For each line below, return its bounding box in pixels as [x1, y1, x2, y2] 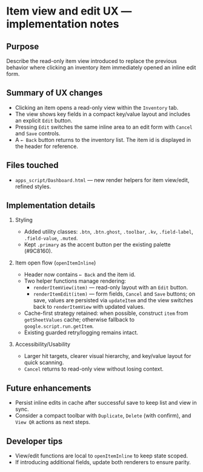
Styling [15, 217, 33, 224]
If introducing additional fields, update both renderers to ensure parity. [15, 459, 191, 466]
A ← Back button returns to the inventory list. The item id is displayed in [15, 136, 191, 143]
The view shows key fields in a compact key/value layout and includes [15, 110, 191, 118]
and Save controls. [15, 129, 61, 137]
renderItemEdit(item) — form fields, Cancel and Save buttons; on [33, 290, 196, 298]
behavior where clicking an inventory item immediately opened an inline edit [6, 64, 196, 71]
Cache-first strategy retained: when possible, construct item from [24, 309, 188, 317]
